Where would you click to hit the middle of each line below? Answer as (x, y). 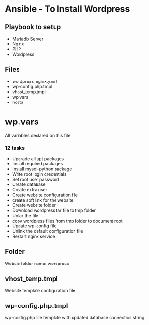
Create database (29, 184)
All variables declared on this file (38, 135)
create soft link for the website (43, 200)
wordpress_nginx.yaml (35, 81)
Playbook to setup (33, 27)
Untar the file (25, 216)
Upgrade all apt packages (38, 159)
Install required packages (37, 164)
